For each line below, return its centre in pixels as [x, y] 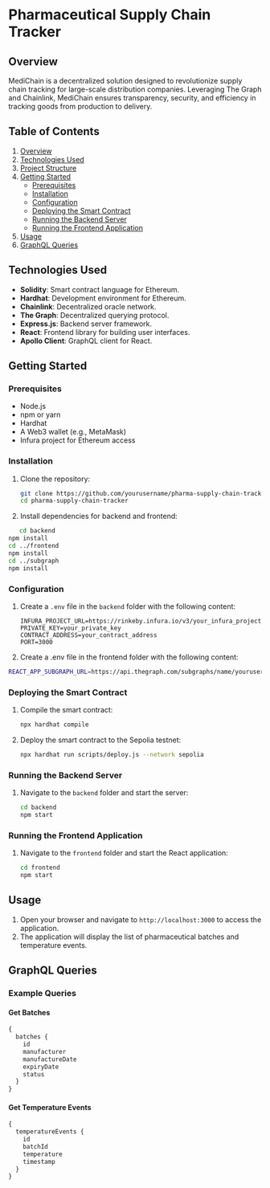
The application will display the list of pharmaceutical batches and [129, 937]
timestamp [39, 1161]
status [34, 1074]
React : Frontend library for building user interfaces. [105, 332]
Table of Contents [54, 131]
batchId [35, 1146]
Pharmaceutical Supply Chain [110, 15]
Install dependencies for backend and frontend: [99, 516]
